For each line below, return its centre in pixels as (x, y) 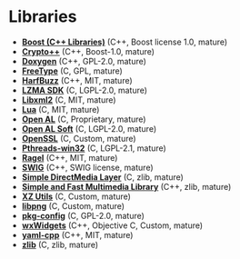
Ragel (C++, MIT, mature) (70, 157)
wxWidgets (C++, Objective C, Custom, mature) (112, 225)
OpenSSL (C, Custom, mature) (79, 138)
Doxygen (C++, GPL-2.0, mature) (84, 61)
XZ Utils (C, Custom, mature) (76, 196)
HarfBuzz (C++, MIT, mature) (77, 80)
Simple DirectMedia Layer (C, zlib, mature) (102, 177)
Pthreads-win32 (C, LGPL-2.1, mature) (94, 148)
